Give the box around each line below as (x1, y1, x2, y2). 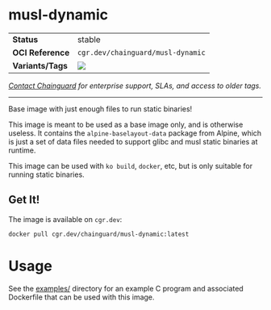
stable (77, 34, 101, 45)
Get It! (8, 193, 40, 207)
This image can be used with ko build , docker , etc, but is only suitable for (8, 161, 252, 170)
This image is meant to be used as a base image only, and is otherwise (8, 119, 244, 129)
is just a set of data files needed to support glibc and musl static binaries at (8, 136, 258, 146)
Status (12, 34, 39, 45)
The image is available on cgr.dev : (8, 214, 123, 224)
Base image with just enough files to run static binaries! (8, 103, 193, 114)
